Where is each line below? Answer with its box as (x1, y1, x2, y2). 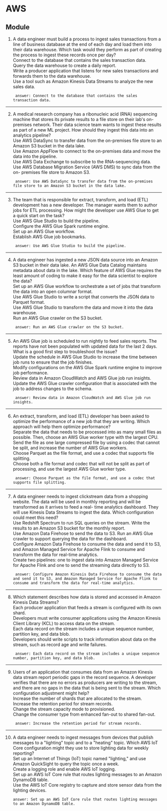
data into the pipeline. (12, 153, 57, 159)
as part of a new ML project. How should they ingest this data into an (12, 127, 154, 133)
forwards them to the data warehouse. (12, 73, 91, 79)
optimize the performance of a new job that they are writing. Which (12, 418, 150, 424)
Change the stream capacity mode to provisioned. (12, 706, 115, 712)
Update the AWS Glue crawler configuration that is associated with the (12, 381, 157, 386)
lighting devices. (12, 788, 47, 793)
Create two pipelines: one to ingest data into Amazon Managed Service (12, 557, 159, 563)
